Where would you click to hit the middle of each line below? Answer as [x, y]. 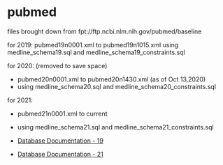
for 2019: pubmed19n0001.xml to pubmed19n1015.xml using [93, 45]
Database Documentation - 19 [60, 141]
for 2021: [20, 100]
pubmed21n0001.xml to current [62, 113]
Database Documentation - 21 [60, 154]
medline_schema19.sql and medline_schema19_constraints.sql [96, 52]
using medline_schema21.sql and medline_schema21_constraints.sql [116, 127]
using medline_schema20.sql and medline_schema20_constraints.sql [117, 86]
